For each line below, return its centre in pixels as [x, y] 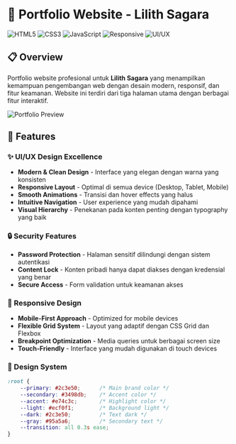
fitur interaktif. [28, 100]
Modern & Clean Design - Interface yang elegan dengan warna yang [118, 172]
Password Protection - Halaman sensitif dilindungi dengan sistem [114, 254]
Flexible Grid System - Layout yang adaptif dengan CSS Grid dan [113, 326]
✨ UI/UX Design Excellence [55, 157]
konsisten [32, 179]
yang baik [32, 217]
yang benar [34, 277]
